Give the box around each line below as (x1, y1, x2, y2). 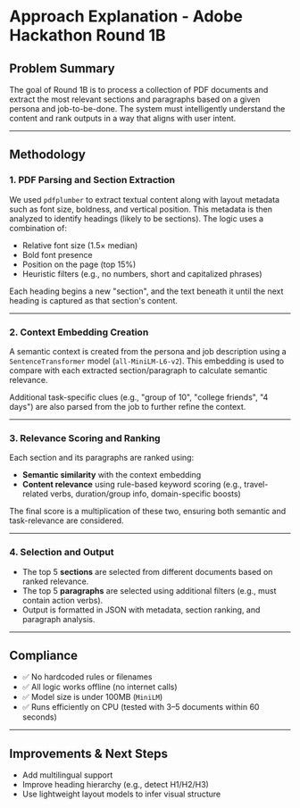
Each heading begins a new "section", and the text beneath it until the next (9, 286, 284, 296)
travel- (244, 479, 269, 490)
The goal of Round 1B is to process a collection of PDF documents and (9, 85, 269, 95)
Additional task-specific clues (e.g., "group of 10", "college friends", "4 (9, 391, 269, 403)
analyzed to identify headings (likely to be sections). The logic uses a (9, 212, 264, 224)
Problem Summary (9, 61, 115, 76)
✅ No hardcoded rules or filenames (21, 671, 153, 682)
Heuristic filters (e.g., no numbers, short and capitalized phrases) (21, 268, 262, 279)
